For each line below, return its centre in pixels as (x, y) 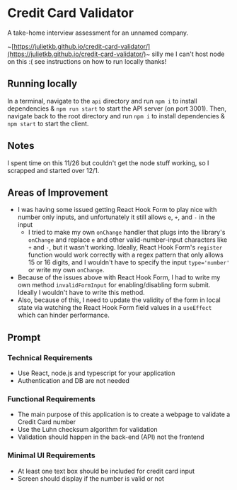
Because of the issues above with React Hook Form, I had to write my (119, 277)
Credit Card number (47, 422)
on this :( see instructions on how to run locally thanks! (87, 61)
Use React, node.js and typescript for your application (96, 373)
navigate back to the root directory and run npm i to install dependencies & (116, 116)
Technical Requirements (50, 357)
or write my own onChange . (66, 270)
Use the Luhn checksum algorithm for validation (87, 430)
